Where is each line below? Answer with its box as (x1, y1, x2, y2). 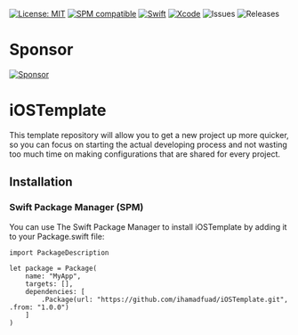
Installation (9, 175, 73, 190)
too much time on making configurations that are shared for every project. (9, 148, 281, 159)
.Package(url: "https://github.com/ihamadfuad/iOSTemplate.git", (41, 295, 289, 304)
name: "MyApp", (25, 272, 82, 281)
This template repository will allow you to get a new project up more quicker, (9, 129, 289, 140)
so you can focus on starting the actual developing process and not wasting (9, 139, 287, 150)
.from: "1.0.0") (9, 303, 69, 312)
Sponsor (9, 40, 74, 60)
